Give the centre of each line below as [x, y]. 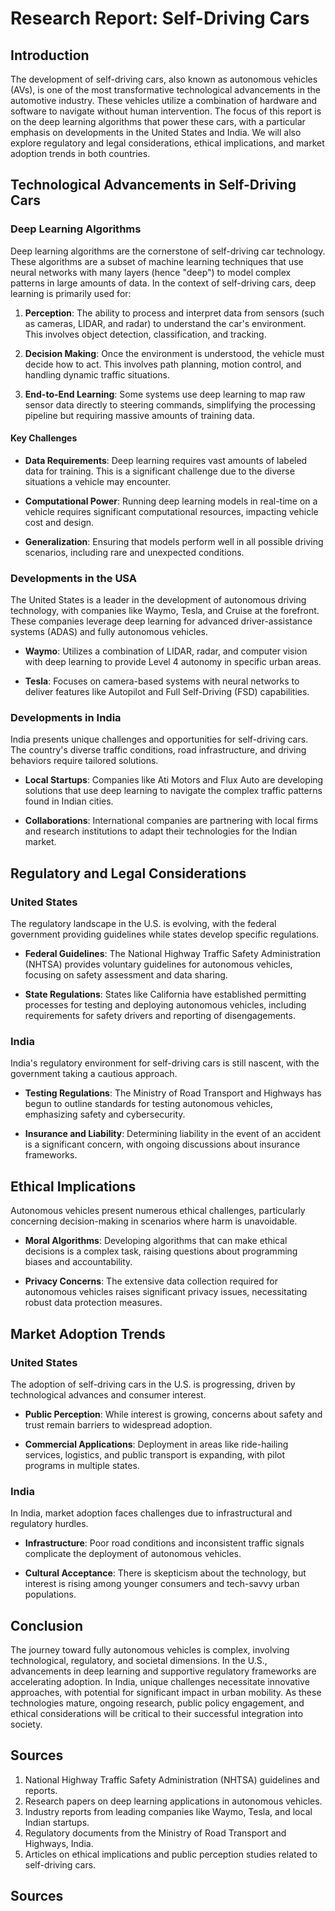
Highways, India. [59, 1843]
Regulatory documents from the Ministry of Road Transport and [155, 1833]
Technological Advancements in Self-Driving [153, 185]
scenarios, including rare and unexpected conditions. [134, 552]
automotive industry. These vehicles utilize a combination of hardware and [163, 100]
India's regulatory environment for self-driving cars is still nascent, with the [165, 1063]
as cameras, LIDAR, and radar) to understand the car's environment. [165, 323]
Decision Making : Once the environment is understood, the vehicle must [174, 353]
